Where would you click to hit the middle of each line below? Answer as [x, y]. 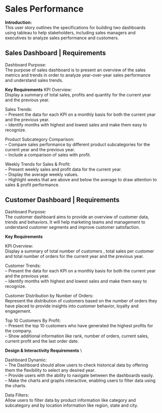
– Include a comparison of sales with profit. [48, 155]
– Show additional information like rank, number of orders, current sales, [77, 336]
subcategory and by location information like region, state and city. [72, 405]
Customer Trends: [23, 266]
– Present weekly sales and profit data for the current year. [63, 169]
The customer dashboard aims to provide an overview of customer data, [77, 217]
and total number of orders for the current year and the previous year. [74, 256]
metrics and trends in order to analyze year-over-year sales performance [78, 75]
